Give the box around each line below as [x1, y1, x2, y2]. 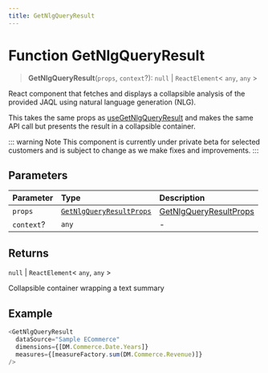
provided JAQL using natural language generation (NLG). [8, 97, 197, 107]
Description [159, 192, 205, 203]
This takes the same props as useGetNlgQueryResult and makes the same [8, 113, 254, 122]
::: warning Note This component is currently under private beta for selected [8, 137, 261, 146]
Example [8, 306, 53, 320]
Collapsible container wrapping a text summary [8, 283, 164, 293]
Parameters [8, 168, 68, 182]
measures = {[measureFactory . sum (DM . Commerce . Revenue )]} [15, 350, 203, 359]
